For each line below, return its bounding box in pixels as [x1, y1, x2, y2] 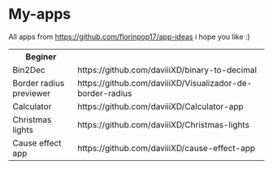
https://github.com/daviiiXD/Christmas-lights [76, 119, 250, 130]
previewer [12, 87, 51, 98]
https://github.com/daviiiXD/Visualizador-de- [76, 77, 253, 89]
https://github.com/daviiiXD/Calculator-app [76, 101, 244, 112]
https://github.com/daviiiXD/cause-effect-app [76, 142, 256, 154]
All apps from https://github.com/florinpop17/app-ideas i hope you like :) [8, 32, 250, 41]
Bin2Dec [12, 64, 46, 76]
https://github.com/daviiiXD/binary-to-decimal [76, 64, 258, 76]
